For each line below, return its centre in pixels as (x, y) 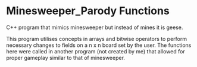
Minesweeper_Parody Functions (88, 11)
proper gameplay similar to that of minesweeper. (65, 58)
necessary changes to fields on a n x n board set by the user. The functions (99, 45)
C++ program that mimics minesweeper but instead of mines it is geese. (95, 27)
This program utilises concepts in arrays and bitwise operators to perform (97, 39)
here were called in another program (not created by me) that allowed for (96, 51)
